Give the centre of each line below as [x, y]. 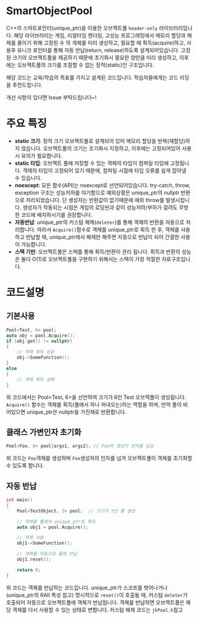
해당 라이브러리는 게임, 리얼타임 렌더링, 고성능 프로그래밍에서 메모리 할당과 [100, 35]
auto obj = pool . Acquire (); [41, 335]
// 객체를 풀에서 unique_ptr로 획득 [56, 522]
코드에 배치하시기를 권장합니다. [57, 214]
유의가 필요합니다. [42, 155]
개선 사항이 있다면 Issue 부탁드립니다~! [51, 97]
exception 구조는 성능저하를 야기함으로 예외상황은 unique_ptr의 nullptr [97, 193]
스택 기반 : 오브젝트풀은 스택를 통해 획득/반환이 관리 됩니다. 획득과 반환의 [98, 252]
